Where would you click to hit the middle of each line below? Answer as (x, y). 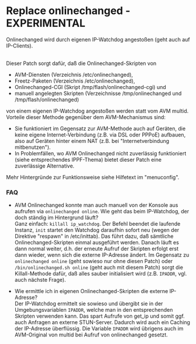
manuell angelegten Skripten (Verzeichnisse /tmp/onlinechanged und (98, 93)
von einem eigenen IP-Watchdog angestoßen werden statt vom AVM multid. (97, 111)
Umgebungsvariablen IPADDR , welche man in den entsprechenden (94, 310)
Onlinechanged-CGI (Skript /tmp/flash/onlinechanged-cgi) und (90, 87)
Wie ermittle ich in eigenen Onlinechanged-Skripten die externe (91, 291)
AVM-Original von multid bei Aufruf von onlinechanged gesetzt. (91, 335)
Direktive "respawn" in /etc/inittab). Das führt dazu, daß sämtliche (94, 236)
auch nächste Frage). (40, 280)
